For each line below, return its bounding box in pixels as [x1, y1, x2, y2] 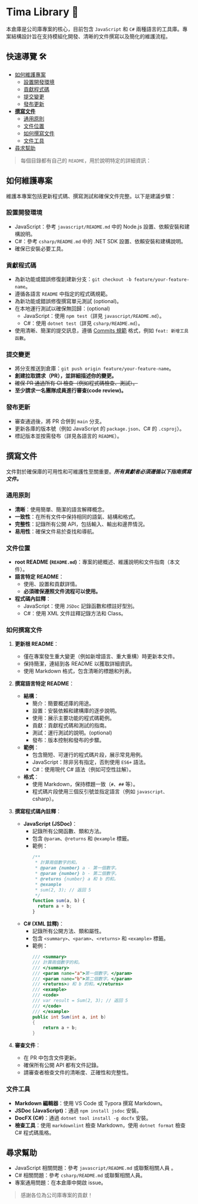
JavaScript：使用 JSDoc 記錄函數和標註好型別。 [23, 602, 138, 610]
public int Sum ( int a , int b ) [32, 1014, 106, 1020]
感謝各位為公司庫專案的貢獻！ [20, 1192, 93, 1199]
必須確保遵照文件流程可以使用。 [23, 588, 101, 595]
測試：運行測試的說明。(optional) [32, 729, 113, 736]
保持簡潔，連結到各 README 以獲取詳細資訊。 [23, 660, 136, 668]
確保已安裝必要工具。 [14, 245, 66, 252]
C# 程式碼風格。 [14, 1129, 55, 1136]
